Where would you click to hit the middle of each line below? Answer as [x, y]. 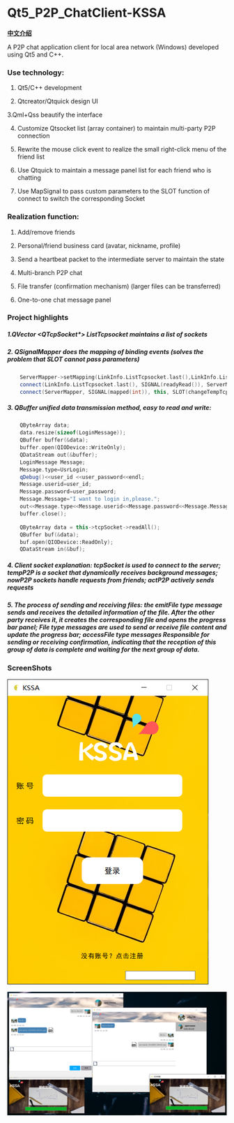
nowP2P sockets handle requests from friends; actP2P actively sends [111, 580]
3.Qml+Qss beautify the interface [55, 115]
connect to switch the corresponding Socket [81, 199]
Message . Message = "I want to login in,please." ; [90, 499]
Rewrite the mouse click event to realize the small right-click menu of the [122, 149]
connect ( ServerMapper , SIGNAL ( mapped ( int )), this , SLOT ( [104, 392]
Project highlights [38, 318]
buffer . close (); [44, 514]
